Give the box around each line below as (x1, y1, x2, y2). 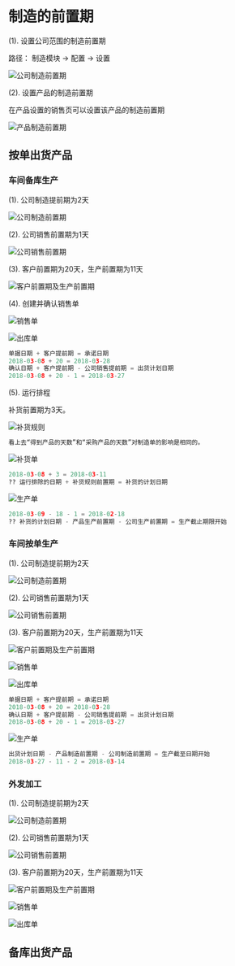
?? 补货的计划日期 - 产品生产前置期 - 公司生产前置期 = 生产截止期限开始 (8, 517, 227, 525)
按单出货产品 (8, 148, 73, 163)
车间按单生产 (8, 538, 59, 550)
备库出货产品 (8, 945, 73, 959)
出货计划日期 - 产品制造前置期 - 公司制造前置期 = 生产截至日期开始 (8, 750, 211, 759)
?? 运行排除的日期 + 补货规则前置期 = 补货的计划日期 (8, 477, 169, 486)
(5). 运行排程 (8, 388, 51, 398)
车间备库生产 (8, 175, 59, 186)
